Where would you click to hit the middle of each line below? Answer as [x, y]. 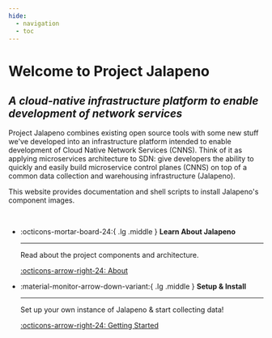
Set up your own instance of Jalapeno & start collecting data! [122, 310]
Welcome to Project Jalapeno [109, 71]
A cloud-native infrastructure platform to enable [134, 101]
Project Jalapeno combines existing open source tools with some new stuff [134, 133]
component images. [42, 200]
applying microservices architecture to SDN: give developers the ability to [132, 159]
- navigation [38, 24]
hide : [17, 16]
